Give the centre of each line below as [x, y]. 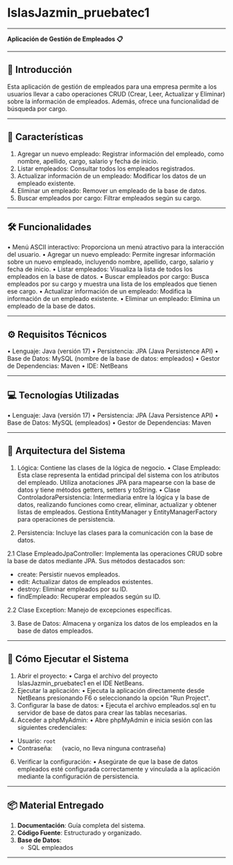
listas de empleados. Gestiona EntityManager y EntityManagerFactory [117, 512]
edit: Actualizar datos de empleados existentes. [85, 581]
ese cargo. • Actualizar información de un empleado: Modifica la [100, 291]
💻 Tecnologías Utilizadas [63, 395]
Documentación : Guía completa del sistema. [81, 825]
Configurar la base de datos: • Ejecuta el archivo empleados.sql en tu [116, 705]
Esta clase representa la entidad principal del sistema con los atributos [118, 475]
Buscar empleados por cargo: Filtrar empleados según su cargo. [110, 198]
